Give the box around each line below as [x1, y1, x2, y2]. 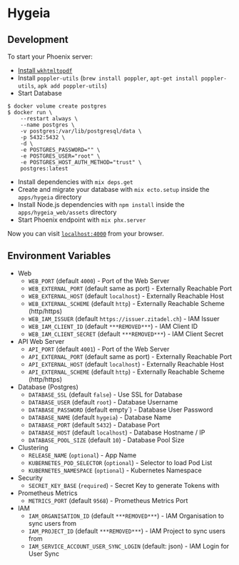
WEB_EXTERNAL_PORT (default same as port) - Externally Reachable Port [28, 284, 233, 292]
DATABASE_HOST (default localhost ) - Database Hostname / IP [28, 428, 205, 437]
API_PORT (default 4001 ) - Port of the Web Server [28, 345, 170, 353]
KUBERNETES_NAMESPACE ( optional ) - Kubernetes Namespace [28, 466, 202, 474]
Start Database [17, 89, 62, 97]
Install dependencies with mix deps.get [17, 178, 133, 186]
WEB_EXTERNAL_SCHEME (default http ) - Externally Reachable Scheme [28, 299, 225, 307]
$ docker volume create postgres [7, 103, 107, 110]
